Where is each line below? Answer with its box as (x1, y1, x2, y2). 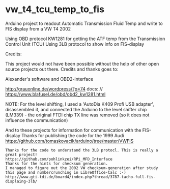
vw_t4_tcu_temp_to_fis (5, 4, 104, 15)
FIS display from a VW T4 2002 (5, 25, 71, 31)
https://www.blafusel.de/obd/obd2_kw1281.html (5, 91, 106, 97)
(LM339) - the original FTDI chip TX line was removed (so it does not (5, 112, 150, 118)
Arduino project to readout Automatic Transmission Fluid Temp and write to (5, 20, 163, 26)
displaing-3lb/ (5, 179, 38, 184)
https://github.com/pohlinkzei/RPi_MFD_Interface (5, 156, 113, 162)
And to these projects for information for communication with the (5, 127, 141, 133)
